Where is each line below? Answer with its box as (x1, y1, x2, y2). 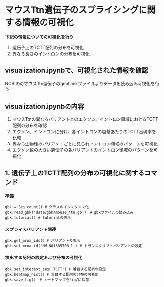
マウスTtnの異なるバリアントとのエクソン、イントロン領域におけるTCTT (12, 116, 158, 122)
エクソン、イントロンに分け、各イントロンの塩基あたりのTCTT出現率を (12, 128, 157, 134)
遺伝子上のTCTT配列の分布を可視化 (12, 44, 84, 50)
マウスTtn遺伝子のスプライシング (5, 4, 139, 16)
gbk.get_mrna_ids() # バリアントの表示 (5, 238, 80, 243)
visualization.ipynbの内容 (5, 102, 84, 111)
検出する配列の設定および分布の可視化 (5, 254, 82, 260)
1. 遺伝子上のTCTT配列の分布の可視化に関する (5, 169, 145, 177)
